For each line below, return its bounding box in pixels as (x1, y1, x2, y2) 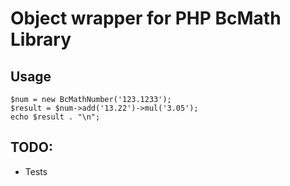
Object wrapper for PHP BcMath (10, 7, 282, 30)
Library (10, 28, 72, 51)
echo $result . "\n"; (10, 112, 101, 122)
